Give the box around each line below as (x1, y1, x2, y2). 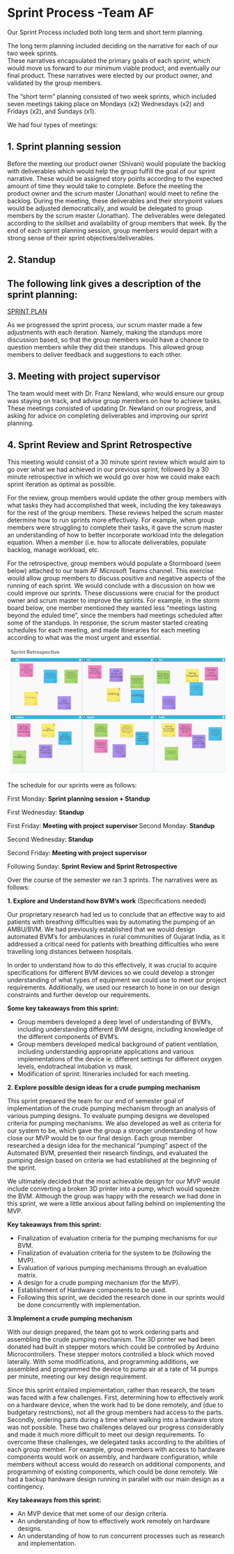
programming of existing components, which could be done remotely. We (7, 1467, 218, 1476)
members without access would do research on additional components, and (7, 1460, 226, 1468)
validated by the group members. (7, 78, 102, 87)
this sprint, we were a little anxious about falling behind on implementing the (7, 1199, 226, 1207)
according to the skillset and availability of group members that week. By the (7, 219, 227, 227)
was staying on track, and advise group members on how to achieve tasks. (7, 396, 222, 405)
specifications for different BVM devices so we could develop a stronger (7, 968, 215, 976)
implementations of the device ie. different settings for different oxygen (17, 1054, 222, 1063)
